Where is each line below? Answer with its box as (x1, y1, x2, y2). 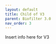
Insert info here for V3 (5, 34, 50, 40)
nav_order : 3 (5, 21, 32, 26)
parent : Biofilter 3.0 (5, 16, 51, 21)
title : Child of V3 (5, 12, 45, 17)
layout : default (5, 7, 38, 12)
